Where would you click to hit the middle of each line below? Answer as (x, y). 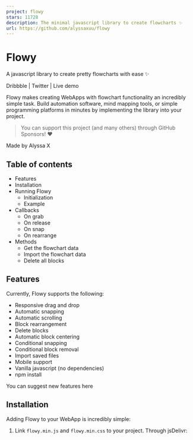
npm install (28, 374)
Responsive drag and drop (47, 305)
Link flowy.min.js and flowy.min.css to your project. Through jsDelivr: (101, 430)
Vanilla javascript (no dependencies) (59, 368)
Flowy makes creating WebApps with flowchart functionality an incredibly (96, 97)
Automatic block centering (47, 337)
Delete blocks (31, 330)
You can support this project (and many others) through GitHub (98, 128)
